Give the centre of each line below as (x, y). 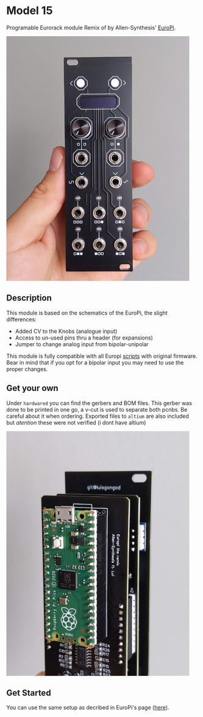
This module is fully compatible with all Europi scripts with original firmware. (102, 356)
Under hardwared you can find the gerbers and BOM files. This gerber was (99, 403)
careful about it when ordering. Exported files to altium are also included (98, 416)
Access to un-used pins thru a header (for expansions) (84, 338)
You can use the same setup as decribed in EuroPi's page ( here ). (88, 708)
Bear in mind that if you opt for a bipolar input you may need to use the (95, 362)
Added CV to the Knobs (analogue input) (66, 331)
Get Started (29, 693)
